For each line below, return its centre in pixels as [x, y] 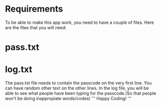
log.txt [19, 70]
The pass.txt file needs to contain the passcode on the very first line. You [78, 83]
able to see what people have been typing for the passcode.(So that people [81, 93]
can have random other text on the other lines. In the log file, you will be [77, 88]
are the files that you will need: [36, 27]
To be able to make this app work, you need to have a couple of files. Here [80, 22]
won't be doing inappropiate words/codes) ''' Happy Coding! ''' [68, 99]
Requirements [34, 9]
